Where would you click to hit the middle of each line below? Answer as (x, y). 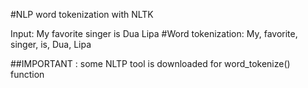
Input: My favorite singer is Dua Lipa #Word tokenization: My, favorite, (154, 33)
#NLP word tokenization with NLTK (82, 14)
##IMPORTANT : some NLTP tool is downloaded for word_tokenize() (150, 63)
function (27, 74)
